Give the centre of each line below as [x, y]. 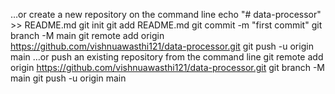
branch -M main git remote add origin [87, 35]
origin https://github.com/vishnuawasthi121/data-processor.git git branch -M [168, 67]
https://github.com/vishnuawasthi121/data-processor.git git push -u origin [162, 46]
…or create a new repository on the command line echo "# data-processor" [166, 14]
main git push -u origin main [68, 78]
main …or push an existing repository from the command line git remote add [167, 57]
